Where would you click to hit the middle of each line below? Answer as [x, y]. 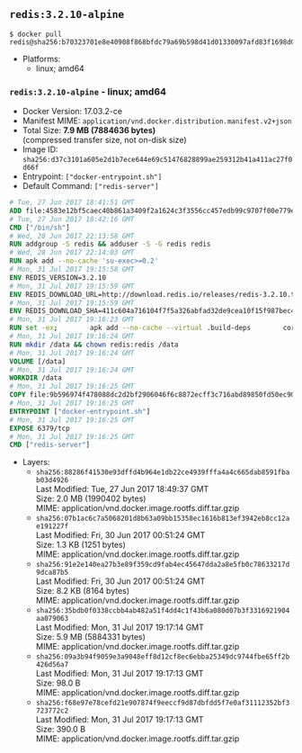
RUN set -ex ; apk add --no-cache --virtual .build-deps [130, 328]
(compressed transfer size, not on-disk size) [104, 140]
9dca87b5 [52, 573]
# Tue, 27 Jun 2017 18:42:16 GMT [72, 219]
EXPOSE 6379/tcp [40, 428]
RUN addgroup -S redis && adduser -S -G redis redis [110, 244]
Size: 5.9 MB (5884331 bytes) [91, 637]
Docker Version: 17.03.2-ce [72, 112]
